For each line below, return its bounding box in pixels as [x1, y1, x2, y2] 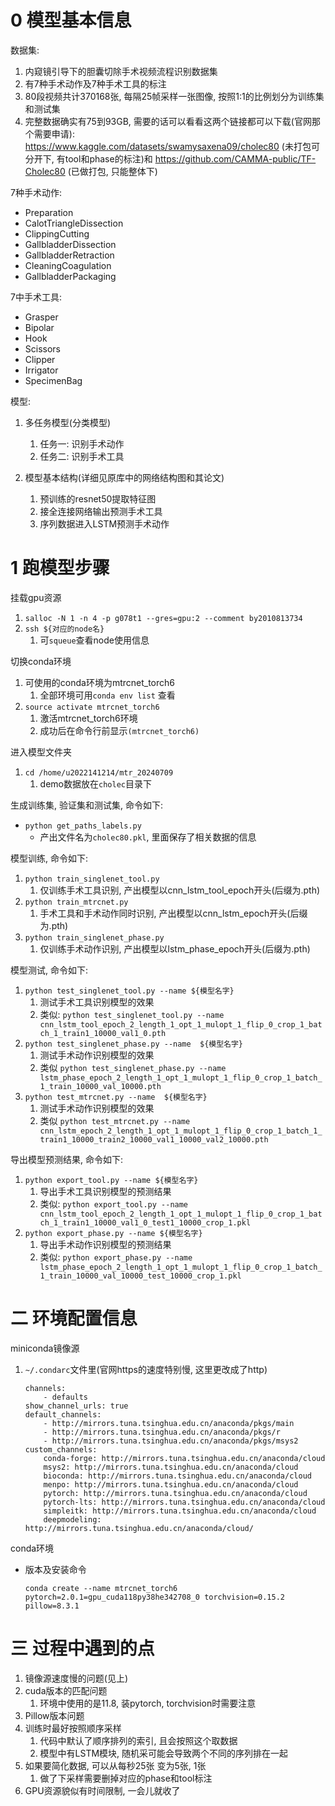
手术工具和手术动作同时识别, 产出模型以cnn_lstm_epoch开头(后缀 [39, 907, 308, 919]
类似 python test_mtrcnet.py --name [39, 1114, 191, 1126]
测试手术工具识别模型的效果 [39, 996, 155, 1008]
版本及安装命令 [24, 1563, 87, 1575]
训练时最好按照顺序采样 [24, 1722, 122, 1734]
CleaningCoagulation [24, 259, 112, 271]
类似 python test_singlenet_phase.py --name [39, 1061, 227, 1073]
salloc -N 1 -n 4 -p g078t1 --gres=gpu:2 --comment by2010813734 [24, 613, 303, 623]
